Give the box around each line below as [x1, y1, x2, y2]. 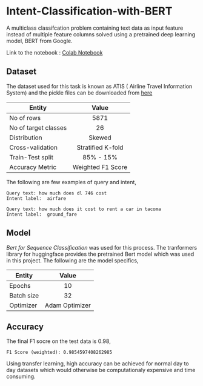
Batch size [9, 291, 39, 299]
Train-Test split [9, 153, 53, 161]
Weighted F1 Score [72, 162, 128, 171]
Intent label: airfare [6, 195, 67, 201]
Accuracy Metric [9, 162, 57, 171]
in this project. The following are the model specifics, [6, 256, 139, 264]
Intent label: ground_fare [6, 211, 78, 218]
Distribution [9, 133, 42, 142]
